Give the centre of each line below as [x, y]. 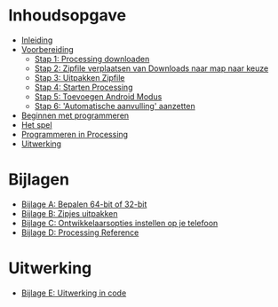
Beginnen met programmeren [75, 115]
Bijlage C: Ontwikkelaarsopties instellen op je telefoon [119, 223]
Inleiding [37, 40]
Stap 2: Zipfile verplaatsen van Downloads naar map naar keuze [151, 68]
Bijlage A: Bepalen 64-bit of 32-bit [84, 204]
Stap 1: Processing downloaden [92, 59]
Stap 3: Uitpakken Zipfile [79, 77]
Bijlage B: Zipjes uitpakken [69, 213]
